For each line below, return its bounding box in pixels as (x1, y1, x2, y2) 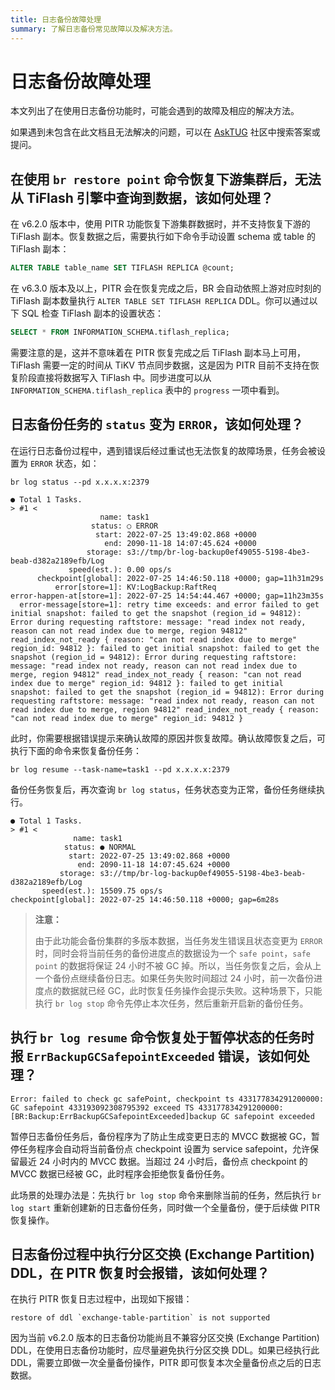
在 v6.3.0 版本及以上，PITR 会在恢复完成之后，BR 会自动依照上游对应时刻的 (10, 282, 322, 295)
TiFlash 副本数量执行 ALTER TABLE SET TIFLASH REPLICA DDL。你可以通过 (10, 295, 310, 307)
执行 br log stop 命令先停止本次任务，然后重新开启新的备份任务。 (34, 997, 309, 1009)
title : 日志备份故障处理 (10, 14, 102, 25)
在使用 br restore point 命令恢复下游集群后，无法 (10, 171, 322, 188)
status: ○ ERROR (90, 521, 159, 531)
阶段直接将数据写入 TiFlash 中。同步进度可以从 (18, 372, 212, 383)
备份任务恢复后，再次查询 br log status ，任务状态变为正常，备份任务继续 (10, 783, 317, 795)
